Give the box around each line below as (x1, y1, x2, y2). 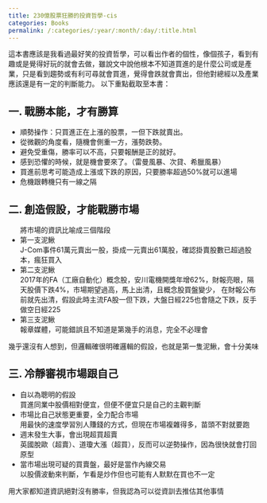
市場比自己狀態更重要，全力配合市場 (19, 409, 139, 419)
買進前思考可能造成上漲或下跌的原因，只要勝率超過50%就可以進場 (19, 167, 238, 177)
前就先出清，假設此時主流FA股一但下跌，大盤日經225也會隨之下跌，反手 (19, 295, 257, 304)
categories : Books (8, 19, 69, 27)
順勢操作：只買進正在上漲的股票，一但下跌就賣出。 (19, 127, 188, 137)
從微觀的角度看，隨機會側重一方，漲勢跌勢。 (19, 137, 167, 147)
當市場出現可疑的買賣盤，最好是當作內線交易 (19, 459, 167, 469)
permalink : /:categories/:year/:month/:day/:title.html (8, 26, 197, 34)
